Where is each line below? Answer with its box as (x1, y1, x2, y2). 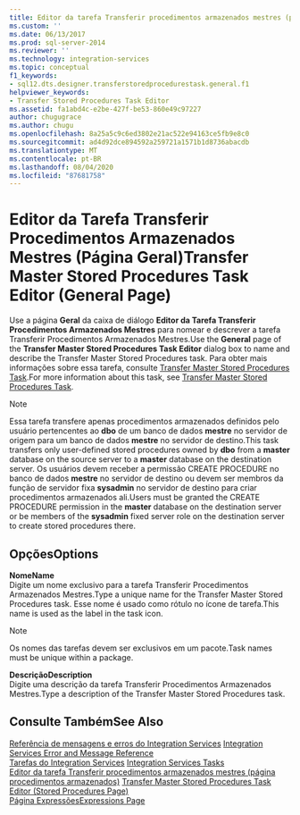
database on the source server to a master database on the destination (9, 454, 272, 465)
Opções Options (9, 546, 99, 561)
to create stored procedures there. (9, 520, 137, 532)
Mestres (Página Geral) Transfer (9, 248, 249, 268)
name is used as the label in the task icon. (9, 609, 163, 618)
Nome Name (9, 570, 55, 581)
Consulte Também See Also (9, 714, 163, 729)
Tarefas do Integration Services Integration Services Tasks (9, 757, 225, 768)
